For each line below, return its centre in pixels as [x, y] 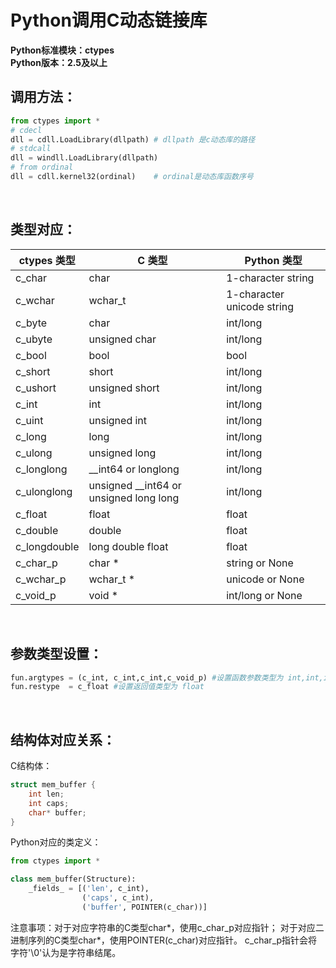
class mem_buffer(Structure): [73, 879]
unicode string [260, 306]
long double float [128, 546]
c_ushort [36, 388]
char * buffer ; [57, 812]
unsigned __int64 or [135, 485]
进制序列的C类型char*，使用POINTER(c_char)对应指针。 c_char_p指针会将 [164, 940]
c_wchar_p [41, 579]
